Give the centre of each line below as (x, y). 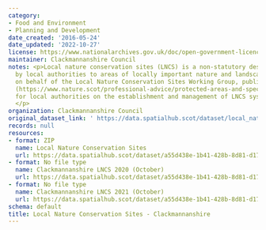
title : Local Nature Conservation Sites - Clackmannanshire (110, 214)
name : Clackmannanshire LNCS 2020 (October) (90, 170)
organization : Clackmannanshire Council (76, 111)
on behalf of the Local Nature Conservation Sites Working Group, (127, 81)
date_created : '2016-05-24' (55, 38)
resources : (26, 133)
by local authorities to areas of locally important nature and (123, 74)
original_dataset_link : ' (51, 119)
